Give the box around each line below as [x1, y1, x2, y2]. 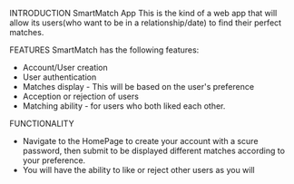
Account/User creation [22, 63, 109, 73]
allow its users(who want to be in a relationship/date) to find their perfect [9, 17, 282, 28]
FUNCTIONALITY [9, 118, 74, 129]
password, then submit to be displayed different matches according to [22, 145, 286, 156]
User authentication [22, 72, 97, 82]
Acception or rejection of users [22, 91, 139, 102]
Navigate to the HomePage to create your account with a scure [22, 136, 259, 146]
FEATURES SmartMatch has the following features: [9, 44, 200, 55]
